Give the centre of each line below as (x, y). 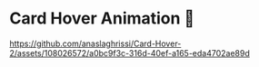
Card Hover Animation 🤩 (102, 19)
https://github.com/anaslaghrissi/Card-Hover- (95, 43)
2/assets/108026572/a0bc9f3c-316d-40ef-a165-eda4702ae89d (129, 53)
